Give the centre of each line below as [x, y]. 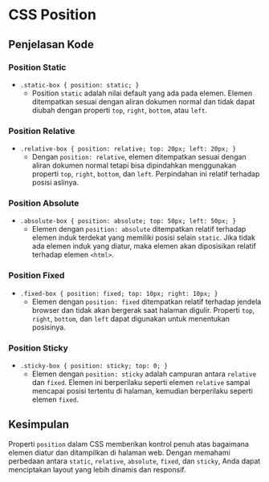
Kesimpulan [39, 425]
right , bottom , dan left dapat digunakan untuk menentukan [131, 318]
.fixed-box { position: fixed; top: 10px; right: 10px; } [119, 294]
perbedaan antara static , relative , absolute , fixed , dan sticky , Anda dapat [134, 461]
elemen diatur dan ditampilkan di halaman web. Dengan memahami [119, 452]
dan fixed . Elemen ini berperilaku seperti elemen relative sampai [141, 383]
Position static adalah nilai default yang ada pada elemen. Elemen [142, 93]
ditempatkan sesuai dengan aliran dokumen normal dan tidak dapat [143, 101]
